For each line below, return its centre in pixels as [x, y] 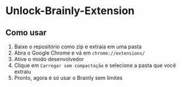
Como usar [26, 33]
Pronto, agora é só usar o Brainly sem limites [68, 78]
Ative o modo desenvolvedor [49, 59]
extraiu [22, 71]
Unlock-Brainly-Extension [70, 11]
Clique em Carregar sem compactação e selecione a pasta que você [95, 65]
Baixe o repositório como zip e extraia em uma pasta [78, 46]
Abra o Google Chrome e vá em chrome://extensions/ [80, 53]
